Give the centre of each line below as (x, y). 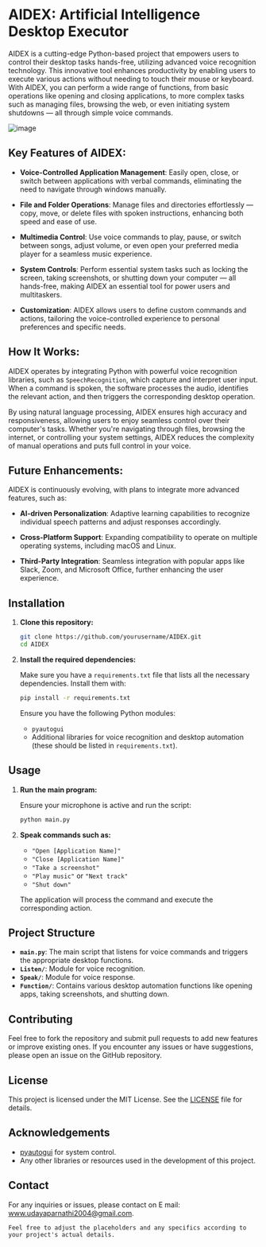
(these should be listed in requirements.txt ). (104, 745)
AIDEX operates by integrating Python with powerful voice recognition (123, 371)
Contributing (40, 1019)
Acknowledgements (59, 1133)
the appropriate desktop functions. (76, 961)
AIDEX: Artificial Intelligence (104, 15)
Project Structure (52, 932)
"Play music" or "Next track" (80, 876)
